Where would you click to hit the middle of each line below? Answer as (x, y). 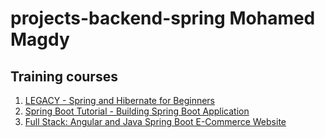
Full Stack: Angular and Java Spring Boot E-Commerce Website (155, 121)
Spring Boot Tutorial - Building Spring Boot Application (137, 111)
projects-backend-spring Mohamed (163, 18)
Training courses (64, 76)
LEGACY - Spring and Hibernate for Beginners (120, 100)
